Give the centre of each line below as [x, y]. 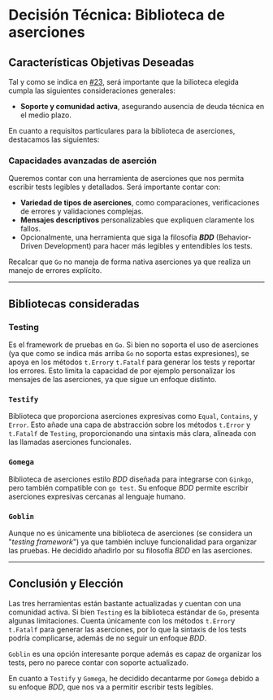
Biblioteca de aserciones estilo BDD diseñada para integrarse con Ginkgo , [131, 479]
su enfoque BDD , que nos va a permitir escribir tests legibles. [111, 687]
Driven [31, 246]
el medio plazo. [45, 115]
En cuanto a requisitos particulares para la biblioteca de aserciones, [122, 131]
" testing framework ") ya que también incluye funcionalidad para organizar [133, 542]
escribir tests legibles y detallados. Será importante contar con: [115, 187]
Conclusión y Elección [66, 584]
